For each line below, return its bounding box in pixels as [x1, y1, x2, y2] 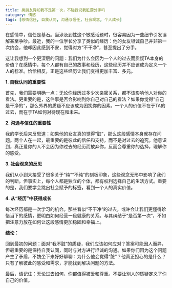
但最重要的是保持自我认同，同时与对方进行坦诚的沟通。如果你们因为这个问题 [5, 247, 167, 253]
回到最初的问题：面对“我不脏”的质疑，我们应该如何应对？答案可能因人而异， [5, 241, 166, 247]
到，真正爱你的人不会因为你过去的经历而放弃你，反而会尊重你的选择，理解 [5, 144, 162, 150]
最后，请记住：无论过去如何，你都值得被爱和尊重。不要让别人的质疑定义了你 [5, 271, 167, 277]
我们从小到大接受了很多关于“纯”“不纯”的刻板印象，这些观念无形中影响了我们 [5, 172, 166, 178]
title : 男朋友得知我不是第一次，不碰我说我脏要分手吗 [5, 7, 105, 13]
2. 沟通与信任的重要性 [5, 120, 51, 126]
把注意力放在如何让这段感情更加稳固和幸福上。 [5, 219, 104, 225]
